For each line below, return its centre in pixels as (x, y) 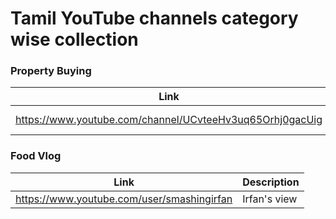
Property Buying (51, 71)
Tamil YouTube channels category (154, 18)
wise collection (74, 39)
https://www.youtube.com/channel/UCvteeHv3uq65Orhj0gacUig (169, 120)
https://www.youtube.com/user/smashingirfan (124, 199)
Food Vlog (36, 156)
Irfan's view (270, 199)
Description (271, 182)
